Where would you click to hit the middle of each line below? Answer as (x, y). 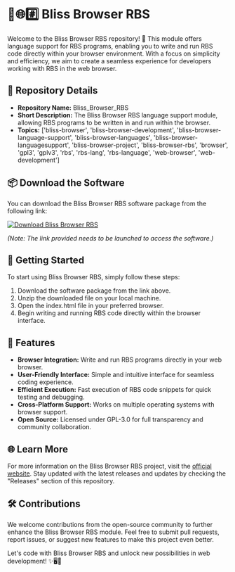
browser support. (42, 412)
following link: (27, 211)
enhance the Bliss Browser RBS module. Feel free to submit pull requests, (113, 532)
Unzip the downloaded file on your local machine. (89, 298)
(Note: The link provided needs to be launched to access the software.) (110, 238)
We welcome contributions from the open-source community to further (110, 524)
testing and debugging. (51, 397)
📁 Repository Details (53, 90)
